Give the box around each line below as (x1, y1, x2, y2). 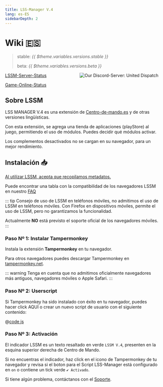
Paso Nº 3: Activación (5, 330, 58, 337)
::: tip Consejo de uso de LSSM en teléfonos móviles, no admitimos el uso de (5, 198, 159, 204)
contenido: (5, 309, 27, 315)
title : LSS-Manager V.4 (5, 7, 54, 12)
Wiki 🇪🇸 (5, 37, 41, 48)
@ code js (5, 318, 24, 325)
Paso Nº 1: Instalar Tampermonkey (5, 235, 89, 242)
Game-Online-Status (5, 82, 47, 88)
